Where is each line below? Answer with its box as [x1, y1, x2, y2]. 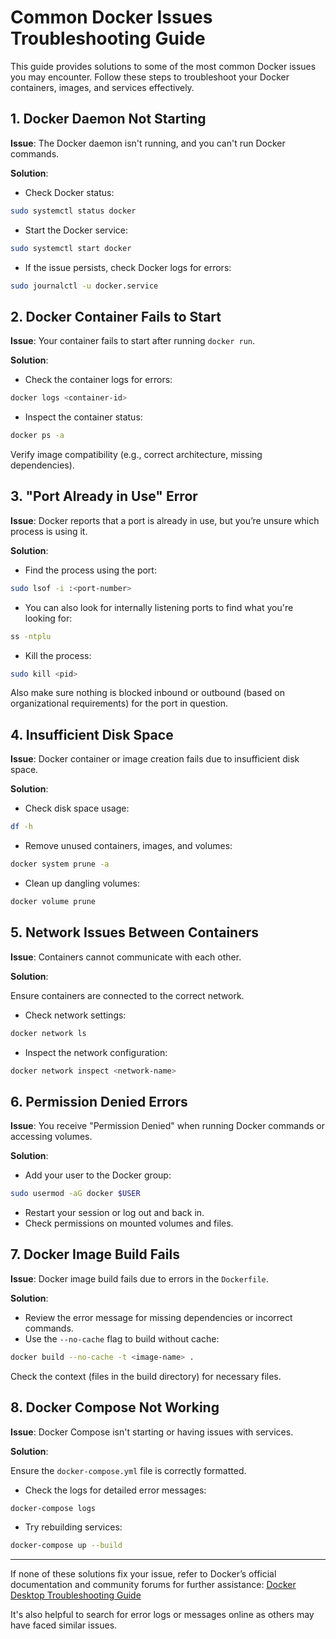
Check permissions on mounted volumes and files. [24, 1217, 234, 1230]
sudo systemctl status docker [10, 206, 137, 216]
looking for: [24, 612, 73, 624]
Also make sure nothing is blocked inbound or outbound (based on [10, 687, 285, 699]
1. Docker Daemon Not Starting [10, 111, 207, 128]
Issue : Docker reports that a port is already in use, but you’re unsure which [10, 514, 320, 526]
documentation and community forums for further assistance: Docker [10, 1579, 297, 1591]
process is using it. [10, 525, 88, 537]
